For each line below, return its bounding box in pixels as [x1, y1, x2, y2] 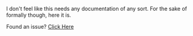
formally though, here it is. [6, 11, 72, 19]
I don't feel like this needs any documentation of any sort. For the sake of [6, 5, 188, 12]
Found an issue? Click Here [6, 23, 74, 30]
